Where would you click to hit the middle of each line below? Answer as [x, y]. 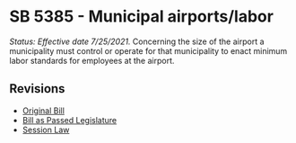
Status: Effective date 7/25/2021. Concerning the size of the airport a [137, 41]
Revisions [37, 89]
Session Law [46, 130]
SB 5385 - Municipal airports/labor [141, 17]
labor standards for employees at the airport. [92, 60]
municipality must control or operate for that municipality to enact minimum [148, 50]
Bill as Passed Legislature [70, 120]
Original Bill [44, 111]
